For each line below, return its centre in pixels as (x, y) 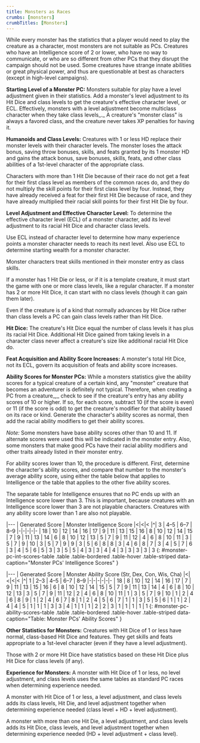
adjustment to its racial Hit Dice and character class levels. (78, 226)
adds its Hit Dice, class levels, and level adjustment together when (87, 727)
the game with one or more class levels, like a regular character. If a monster (100, 286)
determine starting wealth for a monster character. (68, 250)
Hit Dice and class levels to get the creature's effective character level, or (96, 102)
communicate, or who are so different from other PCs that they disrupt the (98, 59)
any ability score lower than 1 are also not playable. (69, 513)
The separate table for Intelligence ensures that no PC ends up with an (93, 494)
